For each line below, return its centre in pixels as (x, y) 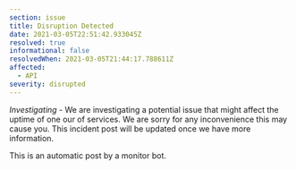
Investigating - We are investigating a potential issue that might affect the (144, 109)
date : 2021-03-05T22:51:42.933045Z (76, 34)
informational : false (50, 51)
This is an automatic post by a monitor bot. (88, 155)
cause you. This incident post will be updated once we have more (130, 128)
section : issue (38, 17)
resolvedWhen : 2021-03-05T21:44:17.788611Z (92, 59)
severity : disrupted (48, 84)
